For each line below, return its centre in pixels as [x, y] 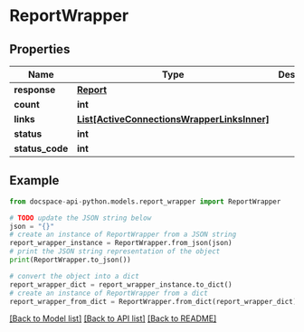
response [35, 90]
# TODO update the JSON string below [81, 218]
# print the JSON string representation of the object [115, 251]
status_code [41, 148]
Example [34, 180]
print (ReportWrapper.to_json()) [70, 260]
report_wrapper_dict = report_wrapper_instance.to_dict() [121, 285]
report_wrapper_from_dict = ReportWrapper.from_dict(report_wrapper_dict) [153, 301]
